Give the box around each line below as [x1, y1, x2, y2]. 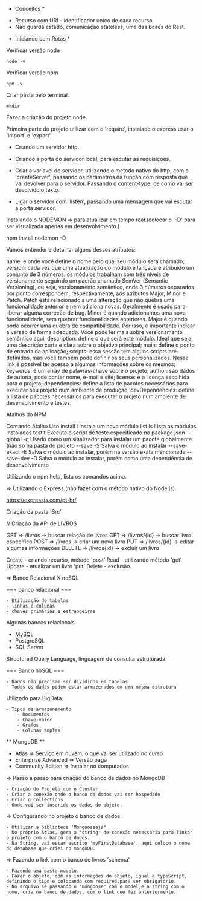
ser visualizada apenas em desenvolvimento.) [6, 223, 120, 229]
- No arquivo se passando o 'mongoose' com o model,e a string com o [6, 883, 185, 890]
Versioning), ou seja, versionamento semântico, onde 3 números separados [6, 284, 194, 290]
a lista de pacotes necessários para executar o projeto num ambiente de [6, 393, 186, 400]
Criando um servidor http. [14, 143, 80, 151]
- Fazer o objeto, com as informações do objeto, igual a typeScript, [6, 873, 188, 879]
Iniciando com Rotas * [14, 35, 71, 42]
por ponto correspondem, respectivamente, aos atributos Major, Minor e [6, 290, 186, 297]
